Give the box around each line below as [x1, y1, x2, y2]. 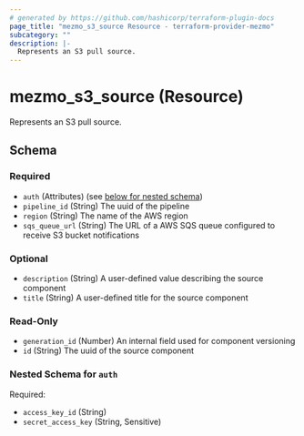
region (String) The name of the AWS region [22, 210, 188, 221]
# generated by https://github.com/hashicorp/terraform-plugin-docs [9, 13, 275, 23]
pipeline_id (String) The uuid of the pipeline [22, 200, 190, 211]
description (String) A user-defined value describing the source [22, 273, 264, 284]
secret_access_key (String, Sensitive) [22, 416, 162, 427]
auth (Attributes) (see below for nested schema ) [22, 190, 203, 201]
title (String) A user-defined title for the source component [22, 292, 248, 303]
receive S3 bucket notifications [22, 229, 139, 240]
